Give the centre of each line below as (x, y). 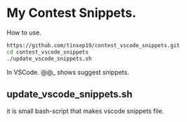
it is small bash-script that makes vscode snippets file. (85, 111)
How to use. (24, 32)
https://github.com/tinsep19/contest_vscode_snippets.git (93, 45)
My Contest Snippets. (71, 13)
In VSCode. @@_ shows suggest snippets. (68, 72)
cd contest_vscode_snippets (48, 52)
